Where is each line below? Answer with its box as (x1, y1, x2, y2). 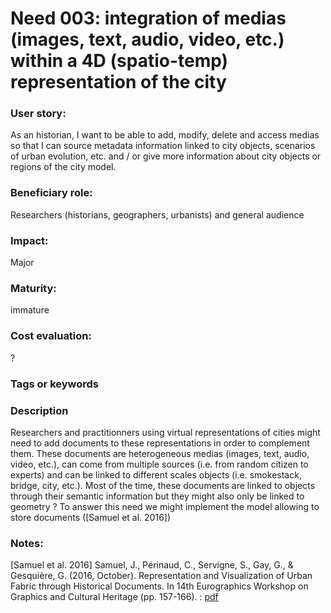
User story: (10, 107, 67, 121)
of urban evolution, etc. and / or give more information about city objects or (10, 150, 322, 162)
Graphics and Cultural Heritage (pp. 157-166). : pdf (10, 591, 219, 603)
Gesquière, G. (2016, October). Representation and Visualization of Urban (10, 570, 313, 582)
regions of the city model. (10, 161, 117, 173)
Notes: (10, 536, 44, 550)
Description (10, 403, 69, 417)
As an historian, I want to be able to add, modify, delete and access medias (10, 129, 320, 141)
